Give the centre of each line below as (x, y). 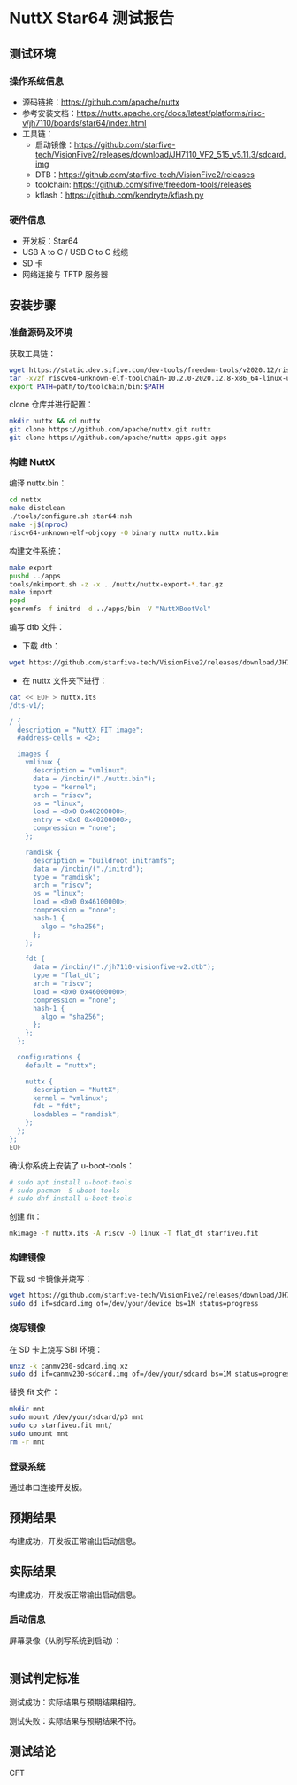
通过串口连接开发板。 (48, 1487)
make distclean (37, 508)
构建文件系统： (36, 551)
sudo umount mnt (39, 1433)
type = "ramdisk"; (66, 877)
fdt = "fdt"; (57, 1106)
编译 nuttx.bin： (38, 483)
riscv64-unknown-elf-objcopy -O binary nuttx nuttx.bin (114, 532)
